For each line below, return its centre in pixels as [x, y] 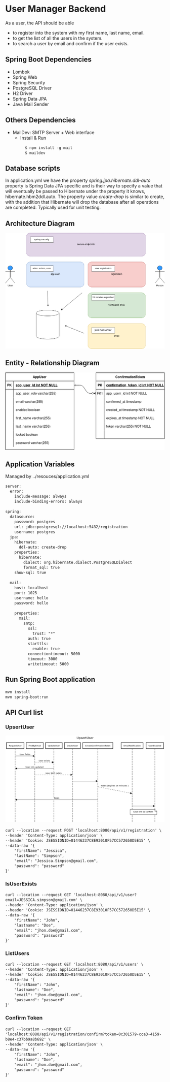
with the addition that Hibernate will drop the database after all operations [82, 202]
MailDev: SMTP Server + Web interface [53, 132]
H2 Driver [23, 93]
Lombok [21, 72]
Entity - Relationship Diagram [52, 363]
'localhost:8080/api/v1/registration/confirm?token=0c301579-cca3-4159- [83, 1034]
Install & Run [33, 138]
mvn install [18, 692]
